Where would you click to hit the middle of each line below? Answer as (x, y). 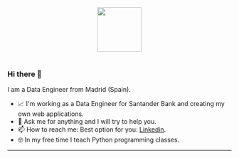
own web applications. (51, 114)
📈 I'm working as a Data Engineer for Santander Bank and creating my (121, 104)
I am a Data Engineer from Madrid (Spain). (69, 90)
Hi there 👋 (25, 74)
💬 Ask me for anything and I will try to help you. (87, 122)
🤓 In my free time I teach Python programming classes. (99, 140)
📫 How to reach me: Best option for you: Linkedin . (92, 130)
